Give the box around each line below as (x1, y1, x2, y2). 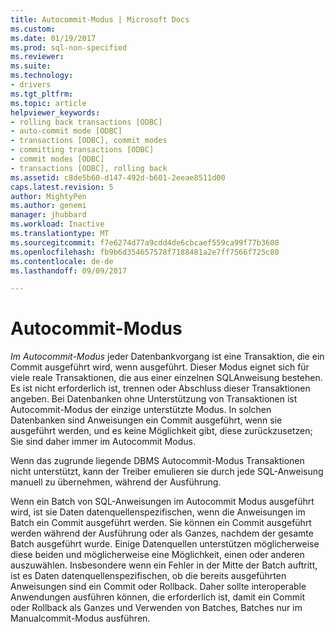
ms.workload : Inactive (10, 219, 105, 230)
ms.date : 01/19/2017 (10, 33, 97, 43)
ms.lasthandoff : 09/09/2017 (10, 266, 128, 276)
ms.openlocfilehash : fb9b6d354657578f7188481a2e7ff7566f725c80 (10, 247, 280, 257)
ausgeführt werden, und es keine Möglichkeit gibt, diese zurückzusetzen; (10, 425, 313, 437)
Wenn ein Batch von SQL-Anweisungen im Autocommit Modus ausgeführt (10, 496, 315, 508)
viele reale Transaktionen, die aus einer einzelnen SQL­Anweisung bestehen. (10, 372, 323, 384)
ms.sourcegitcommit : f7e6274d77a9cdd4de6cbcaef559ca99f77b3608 (10, 237, 280, 248)
